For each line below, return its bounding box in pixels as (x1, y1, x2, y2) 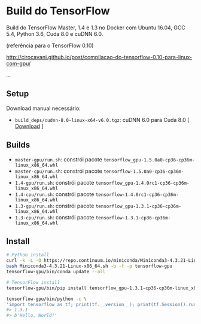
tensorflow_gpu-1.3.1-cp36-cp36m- (95, 203, 181, 209)
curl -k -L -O (6, 258, 42, 264)
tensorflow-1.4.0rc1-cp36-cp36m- (95, 191, 179, 198)
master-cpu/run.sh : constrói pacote (14, 167, 103, 175)
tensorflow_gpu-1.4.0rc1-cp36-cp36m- (95, 180, 190, 186)
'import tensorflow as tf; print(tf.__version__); (6, 301, 135, 307)
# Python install (6, 252, 50, 258)
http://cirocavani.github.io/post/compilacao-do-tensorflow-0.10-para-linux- (6, 53, 193, 60)
